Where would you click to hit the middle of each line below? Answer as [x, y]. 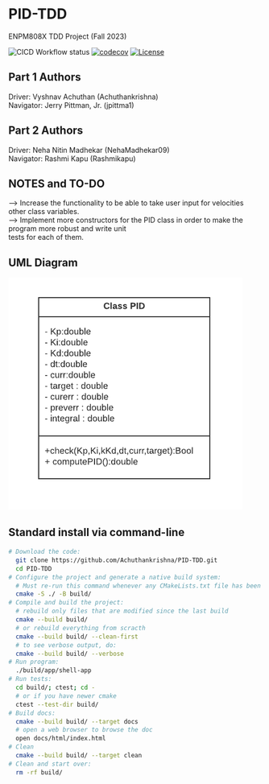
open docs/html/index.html [61, 739]
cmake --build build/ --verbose [70, 654]
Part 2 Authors [46, 131]
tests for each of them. [46, 237]
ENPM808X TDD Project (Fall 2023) [68, 36]
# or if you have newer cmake [66, 696]
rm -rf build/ [39, 772]
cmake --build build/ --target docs [77, 721]
